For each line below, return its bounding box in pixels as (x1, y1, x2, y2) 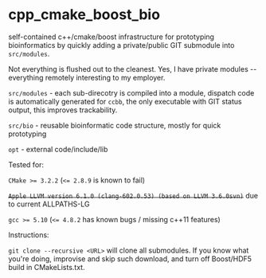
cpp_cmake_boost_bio (8, 6, 161, 24)
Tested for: (8, 159, 45, 169)
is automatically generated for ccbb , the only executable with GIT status (8, 96, 242, 106)
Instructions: (8, 229, 49, 240)
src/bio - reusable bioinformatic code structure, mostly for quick (8, 120, 221, 130)
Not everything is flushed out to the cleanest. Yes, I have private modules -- (8, 64, 257, 73)
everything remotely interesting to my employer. (8, 72, 166, 82)
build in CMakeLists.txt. (8, 262, 85, 272)
